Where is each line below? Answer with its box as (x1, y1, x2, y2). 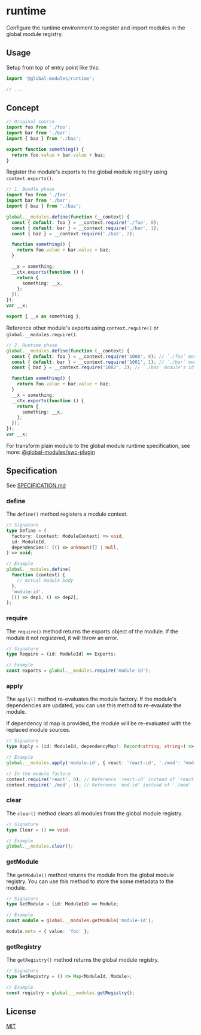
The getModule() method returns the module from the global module (6, 871, 175, 878)
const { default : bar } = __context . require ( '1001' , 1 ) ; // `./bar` (11, 359, 186, 365)
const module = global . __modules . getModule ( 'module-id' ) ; (6, 917, 154, 924)
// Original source (6, 119, 55, 125)
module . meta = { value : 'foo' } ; (6, 929, 90, 935)
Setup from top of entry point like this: (6, 64, 100, 71)
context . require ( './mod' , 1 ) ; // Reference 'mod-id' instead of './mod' (6, 782, 191, 788)
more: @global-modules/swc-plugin (6, 448, 96, 456)
